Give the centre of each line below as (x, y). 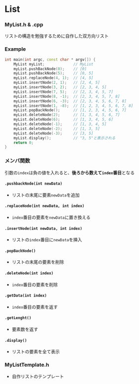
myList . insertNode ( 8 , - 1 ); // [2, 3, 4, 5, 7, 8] (67, 96)
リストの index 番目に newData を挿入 (47, 240)
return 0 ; (24, 142)
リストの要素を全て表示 (36, 352)
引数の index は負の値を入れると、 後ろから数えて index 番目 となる (69, 173)
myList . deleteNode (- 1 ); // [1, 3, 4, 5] (60, 124)
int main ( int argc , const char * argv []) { (50, 60)
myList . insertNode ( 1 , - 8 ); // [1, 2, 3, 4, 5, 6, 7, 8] (73, 106)
